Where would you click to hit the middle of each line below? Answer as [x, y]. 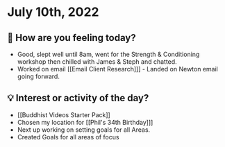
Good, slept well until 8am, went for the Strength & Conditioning [108, 54]
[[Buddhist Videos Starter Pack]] [64, 114]
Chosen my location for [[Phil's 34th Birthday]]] [85, 122]
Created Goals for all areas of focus [68, 137]
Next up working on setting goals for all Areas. [84, 130]
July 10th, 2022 [53, 12]
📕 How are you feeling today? [72, 38]
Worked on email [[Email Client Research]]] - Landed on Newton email [118, 69]
